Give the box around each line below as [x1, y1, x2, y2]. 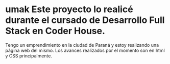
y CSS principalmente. [5, 52, 53, 59]
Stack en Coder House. [5, 25, 106, 37]
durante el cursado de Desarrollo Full [5, 14, 165, 26]
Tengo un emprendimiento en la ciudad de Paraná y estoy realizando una [5, 42, 159, 48]
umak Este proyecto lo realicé [5, 4, 134, 15]
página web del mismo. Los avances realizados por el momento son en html [5, 47, 165, 53]
